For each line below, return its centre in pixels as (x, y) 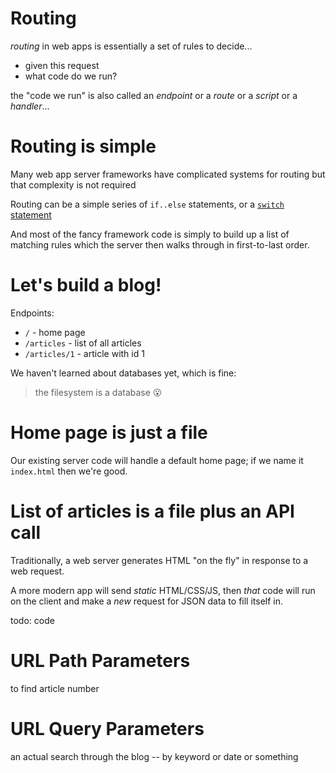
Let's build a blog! (86, 285)
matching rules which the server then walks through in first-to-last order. (160, 244)
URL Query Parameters (107, 728)
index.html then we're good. (69, 471)
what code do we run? (71, 76)
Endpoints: (32, 313)
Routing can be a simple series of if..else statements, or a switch (147, 204)
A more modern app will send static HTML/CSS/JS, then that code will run (163, 590)
